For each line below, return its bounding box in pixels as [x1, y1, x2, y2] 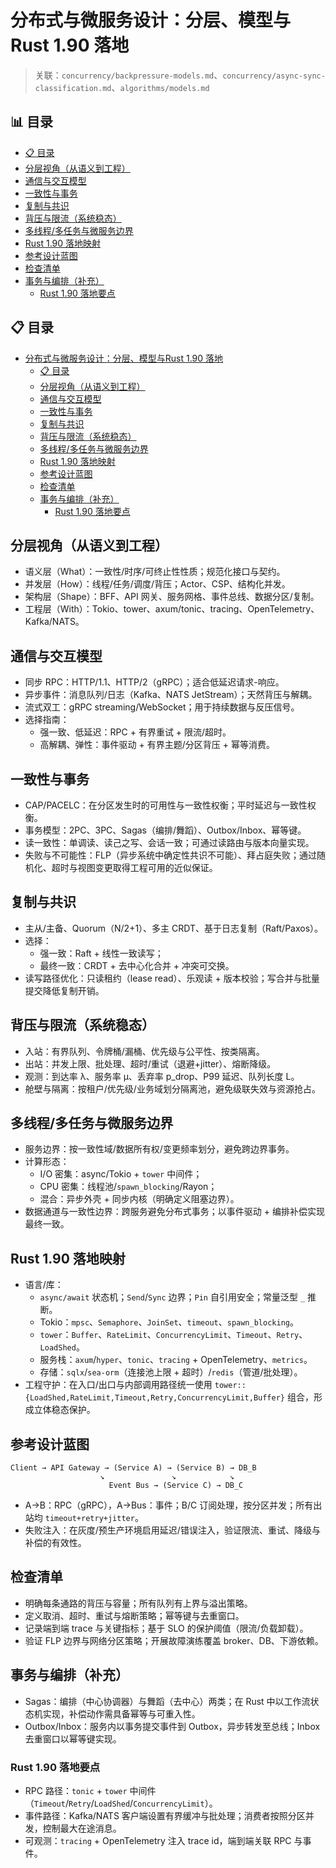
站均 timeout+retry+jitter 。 [24, 1512, 144, 1524]
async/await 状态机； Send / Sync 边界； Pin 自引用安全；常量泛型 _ [39, 1291, 306, 1303]
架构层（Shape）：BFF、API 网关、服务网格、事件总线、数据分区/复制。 [24, 591, 320, 603]
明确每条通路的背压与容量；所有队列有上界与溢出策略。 [24, 1597, 253, 1609]
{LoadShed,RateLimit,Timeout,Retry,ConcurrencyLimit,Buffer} [24, 1393, 286, 1403]
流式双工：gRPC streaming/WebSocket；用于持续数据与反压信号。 [24, 701, 300, 713]
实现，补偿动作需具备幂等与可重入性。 [42, 1707, 201, 1720]
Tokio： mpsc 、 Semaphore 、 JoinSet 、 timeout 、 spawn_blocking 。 [39, 1316, 299, 1328]
